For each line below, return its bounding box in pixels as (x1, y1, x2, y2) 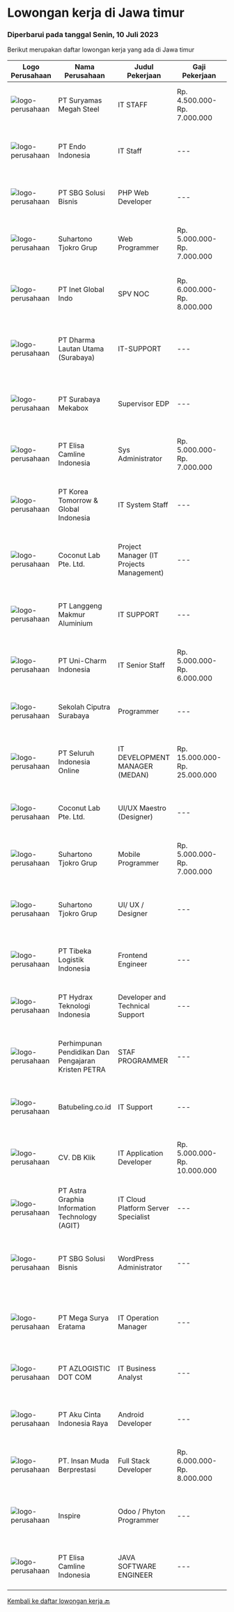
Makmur (58, 610, 86, 620)
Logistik (58, 955, 84, 965)
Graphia (58, 1194, 85, 1204)
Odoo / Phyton (118, 1507, 166, 1516)
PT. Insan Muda (58, 1456, 109, 1466)
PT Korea (58, 487, 88, 496)
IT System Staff (118, 500, 169, 510)
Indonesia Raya (58, 1419, 109, 1429)
